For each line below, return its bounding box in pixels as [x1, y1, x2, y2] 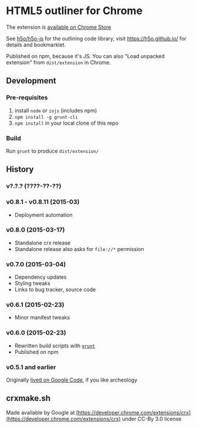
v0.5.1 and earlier [6, 363, 56, 371]
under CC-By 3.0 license [122, 415, 182, 422]
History [6, 165, 34, 175]
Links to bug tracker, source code [14, 286, 96, 293]
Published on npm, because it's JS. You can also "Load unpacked [6, 52, 165, 59]
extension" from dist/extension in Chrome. [6, 59, 111, 66]
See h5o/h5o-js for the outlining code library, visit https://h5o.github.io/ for [6, 35, 186, 42]
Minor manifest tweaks [14, 314, 70, 321]
